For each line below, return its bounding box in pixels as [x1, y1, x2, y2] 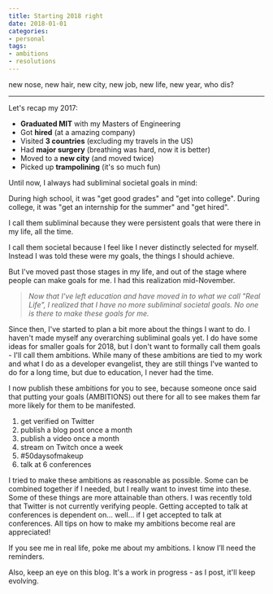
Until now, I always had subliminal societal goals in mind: [8, 177, 197, 187]
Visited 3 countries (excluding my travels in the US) [19, 136, 193, 146]
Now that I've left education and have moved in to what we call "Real [28, 290, 261, 301]
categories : [8, 27, 49, 35]
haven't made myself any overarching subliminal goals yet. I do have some [8, 333, 258, 343]
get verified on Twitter [19, 416, 95, 426]
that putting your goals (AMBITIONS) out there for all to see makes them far [8, 391, 262, 401]
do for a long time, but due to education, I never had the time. [8, 367, 214, 377]
